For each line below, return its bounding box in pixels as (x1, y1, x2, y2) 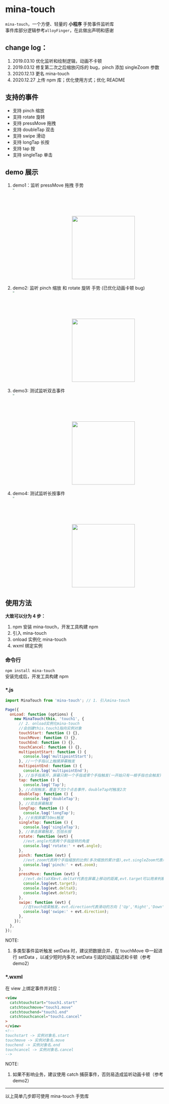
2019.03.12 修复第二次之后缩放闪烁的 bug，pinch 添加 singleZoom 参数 (12, 64, 159, 70)
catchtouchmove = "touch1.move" (10, 1005, 73, 1010)
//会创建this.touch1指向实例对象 (18, 726, 82, 731)
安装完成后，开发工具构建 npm (5, 674, 69, 680)
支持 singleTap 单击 (12, 152, 53, 158)
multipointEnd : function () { (18, 764, 82, 769)
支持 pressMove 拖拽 (12, 120, 56, 126)
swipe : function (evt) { (18, 900, 71, 905)
